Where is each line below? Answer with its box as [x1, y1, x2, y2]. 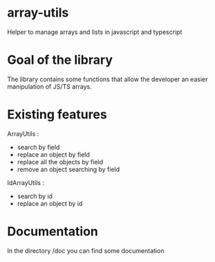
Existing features [7, 107, 107, 123]
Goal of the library [7, 52, 113, 68]
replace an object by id [17, 199, 83, 207]
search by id [17, 192, 53, 200]
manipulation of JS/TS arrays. [7, 82, 92, 91]
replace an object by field [17, 150, 90, 159]
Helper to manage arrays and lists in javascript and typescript [7, 28, 183, 36]
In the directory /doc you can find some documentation [7, 246, 165, 254]
